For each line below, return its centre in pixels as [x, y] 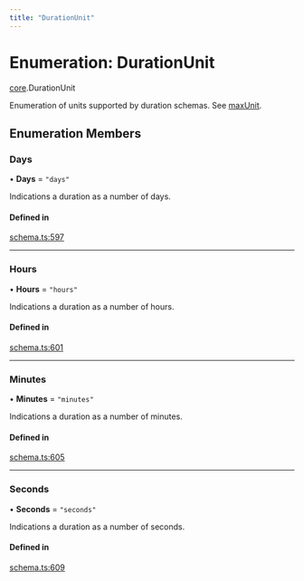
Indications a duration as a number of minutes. [96, 416]
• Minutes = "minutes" [52, 399]
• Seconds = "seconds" [53, 509]
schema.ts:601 [37, 347]
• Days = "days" [40, 179]
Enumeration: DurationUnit [112, 62]
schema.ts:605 [37, 457]
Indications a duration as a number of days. [90, 196]
